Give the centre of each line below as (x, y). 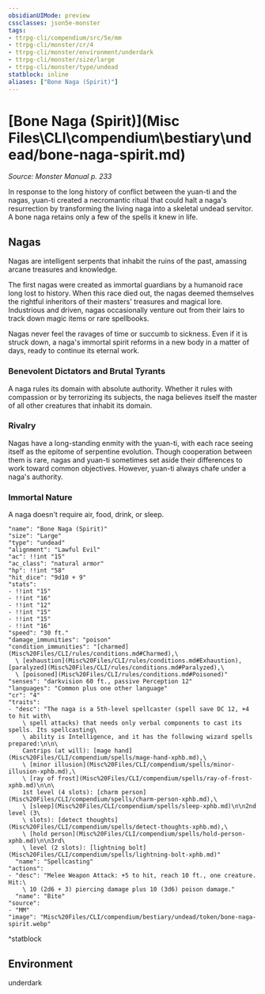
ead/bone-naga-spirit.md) (97, 154)
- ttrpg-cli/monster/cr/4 (51, 45)
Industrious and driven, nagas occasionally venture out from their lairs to (127, 310)
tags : (17, 30)
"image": (23, 917)
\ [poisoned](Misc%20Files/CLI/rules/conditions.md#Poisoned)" (121, 675)
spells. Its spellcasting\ (53, 730)
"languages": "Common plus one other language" (88, 689)
